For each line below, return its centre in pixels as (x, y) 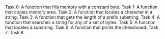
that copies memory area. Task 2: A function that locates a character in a (79, 12)
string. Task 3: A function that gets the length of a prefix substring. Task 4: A (82, 17)
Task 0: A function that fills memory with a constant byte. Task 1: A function (82, 7)
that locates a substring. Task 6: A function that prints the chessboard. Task (82, 27)
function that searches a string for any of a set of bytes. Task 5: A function (80, 22)
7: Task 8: (15, 32)
